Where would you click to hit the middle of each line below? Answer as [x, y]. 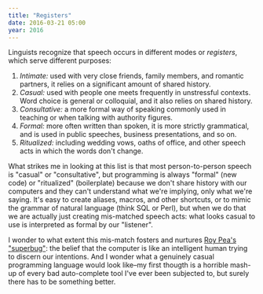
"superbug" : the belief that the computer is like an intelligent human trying [128, 248]
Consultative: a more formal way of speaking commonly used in [122, 109]
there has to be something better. [62, 282]
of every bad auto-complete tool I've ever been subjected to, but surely [134, 274]
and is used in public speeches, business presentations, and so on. [128, 134]
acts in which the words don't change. [81, 151]
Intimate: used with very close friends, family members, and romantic [132, 76]
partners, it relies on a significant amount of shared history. [115, 84]
